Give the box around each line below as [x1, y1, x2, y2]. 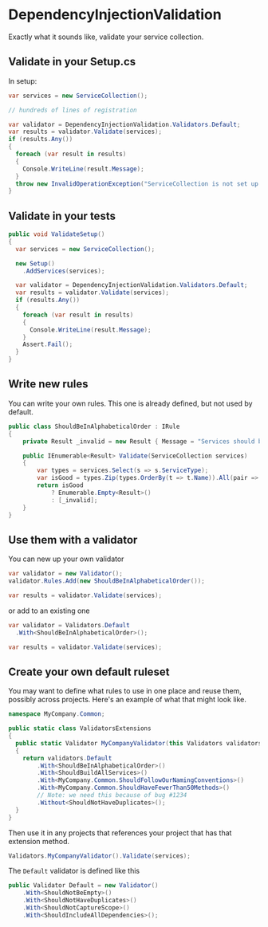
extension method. [8, 836, 70, 846]
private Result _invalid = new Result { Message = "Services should [22, 437, 255, 446]
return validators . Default [22, 754, 112, 762]
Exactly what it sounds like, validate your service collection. [8, 32, 204, 41]
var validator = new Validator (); [8, 570, 124, 578]
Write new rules [8, 377, 89, 391]
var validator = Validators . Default [8, 621, 130, 629]
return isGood [37, 481, 84, 489]
